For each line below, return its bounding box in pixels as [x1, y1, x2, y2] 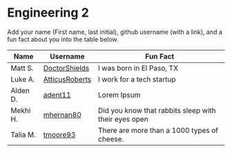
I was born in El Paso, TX [97, 63, 178, 73]
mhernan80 [43, 109, 81, 119]
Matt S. [10, 63, 34, 73]
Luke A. [10, 74, 35, 84]
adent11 [43, 90, 71, 100]
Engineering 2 [7, 5, 90, 21]
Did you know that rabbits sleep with [97, 105, 216, 115]
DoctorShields [43, 63, 90, 73]
